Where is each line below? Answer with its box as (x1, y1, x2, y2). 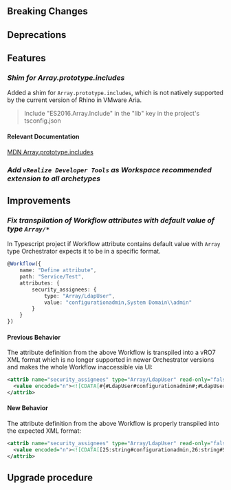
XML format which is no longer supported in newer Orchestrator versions (7, 356, 214, 364)
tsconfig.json (23, 116, 61, 125)
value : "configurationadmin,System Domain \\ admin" (43, 299, 192, 306)
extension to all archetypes (7, 174, 101, 183)
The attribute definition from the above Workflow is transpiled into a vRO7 (7, 348, 216, 357)
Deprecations (7, 29, 67, 41)
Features (7, 52, 46, 64)
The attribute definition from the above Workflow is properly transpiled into (7, 420, 220, 428)
